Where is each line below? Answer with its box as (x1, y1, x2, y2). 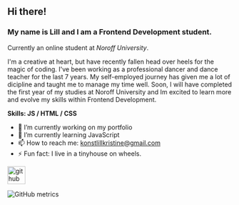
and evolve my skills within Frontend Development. (7, 95, 157, 104)
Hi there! (7, 6, 47, 18)
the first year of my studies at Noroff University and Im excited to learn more (7, 87, 232, 96)
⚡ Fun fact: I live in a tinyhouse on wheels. (17, 149, 141, 158)
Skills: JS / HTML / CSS (7, 109, 77, 117)
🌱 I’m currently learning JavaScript (17, 130, 120, 139)
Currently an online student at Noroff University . (7, 43, 149, 52)
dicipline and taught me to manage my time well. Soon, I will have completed (7, 80, 233, 89)
